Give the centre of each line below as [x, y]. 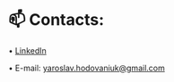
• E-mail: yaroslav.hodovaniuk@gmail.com [87, 68]
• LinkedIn [27, 50]
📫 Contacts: [57, 20]
